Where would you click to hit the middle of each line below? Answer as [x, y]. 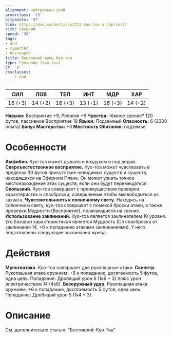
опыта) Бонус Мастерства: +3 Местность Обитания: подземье [75, 126]
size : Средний [21, 29]
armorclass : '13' [24, 15]
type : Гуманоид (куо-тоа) [33, 63]
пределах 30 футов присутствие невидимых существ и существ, [77, 172]
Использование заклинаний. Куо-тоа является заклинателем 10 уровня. [86, 216]
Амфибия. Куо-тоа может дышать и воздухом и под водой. [71, 161]
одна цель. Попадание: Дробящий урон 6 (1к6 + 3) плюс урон [73, 278]
